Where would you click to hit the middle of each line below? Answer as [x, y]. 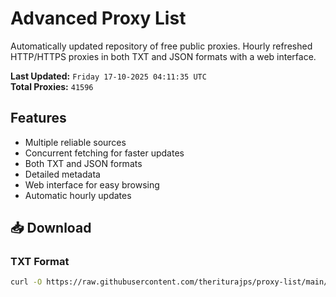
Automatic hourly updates [78, 195]
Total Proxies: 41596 [52, 86]
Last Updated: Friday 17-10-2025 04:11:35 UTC [108, 76]
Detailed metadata [62, 174]
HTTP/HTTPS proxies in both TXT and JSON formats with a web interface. [163, 56]
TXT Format [40, 262]
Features [38, 118]
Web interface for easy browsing [92, 184]
